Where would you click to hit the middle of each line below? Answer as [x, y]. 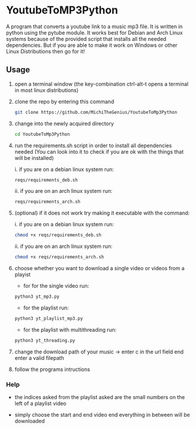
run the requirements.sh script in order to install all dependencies [93, 145]
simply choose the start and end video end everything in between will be [102, 414]
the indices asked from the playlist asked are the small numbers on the [100, 397]
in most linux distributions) [47, 90]
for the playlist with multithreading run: [70, 329]
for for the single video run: [56, 286]
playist [23, 274]
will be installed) [34, 158]
